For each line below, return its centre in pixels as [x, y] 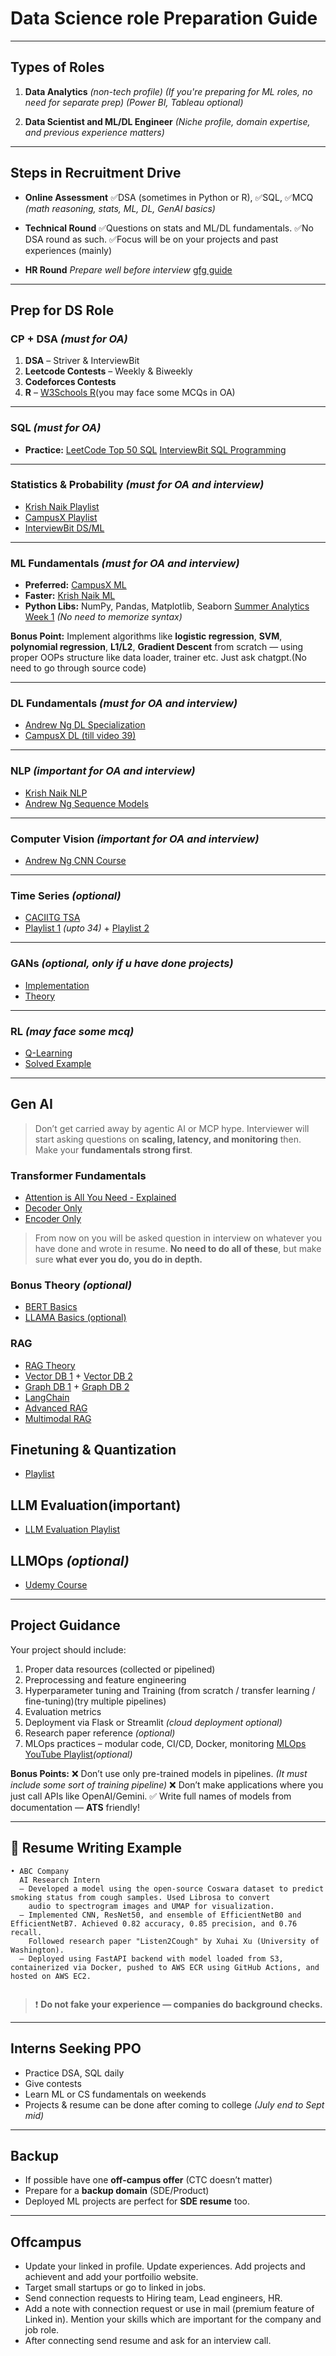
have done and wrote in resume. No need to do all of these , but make [178, 1249]
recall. [26, 1932]
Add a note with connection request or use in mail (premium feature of [169, 2309]
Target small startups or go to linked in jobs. [115, 2288]
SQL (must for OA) [56, 428]
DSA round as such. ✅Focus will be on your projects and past [151, 239]
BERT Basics [51, 1307]
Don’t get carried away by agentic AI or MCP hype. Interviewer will [172, 1128]
